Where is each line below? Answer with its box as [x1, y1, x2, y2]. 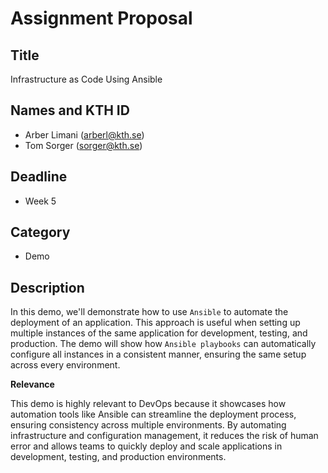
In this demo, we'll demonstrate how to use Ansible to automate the [10, 306, 289, 318]
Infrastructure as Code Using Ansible [10, 73, 163, 85]
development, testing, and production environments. [10, 451, 227, 463]
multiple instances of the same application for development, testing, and [10, 327, 308, 339]
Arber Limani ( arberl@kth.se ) [24, 128, 145, 141]
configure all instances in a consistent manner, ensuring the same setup [10, 348, 307, 361]
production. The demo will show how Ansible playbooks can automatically [10, 338, 317, 350]
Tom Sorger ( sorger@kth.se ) [24, 139, 143, 151]
